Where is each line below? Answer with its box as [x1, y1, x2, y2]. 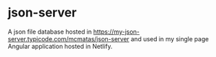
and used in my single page [131, 34, 209, 43]
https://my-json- [93, 27, 140, 36]
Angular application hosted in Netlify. [8, 42, 113, 50]
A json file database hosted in [8, 27, 92, 36]
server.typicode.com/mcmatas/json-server [8, 34, 130, 43]
